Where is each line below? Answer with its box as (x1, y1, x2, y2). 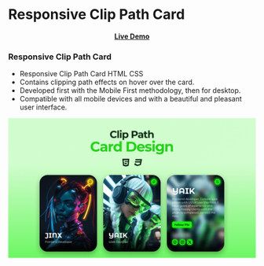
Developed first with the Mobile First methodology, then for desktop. (19, 86, 241, 95)
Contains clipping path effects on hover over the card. (19, 77, 195, 87)
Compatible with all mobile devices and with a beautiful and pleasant (19, 94, 242, 104)
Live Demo (114, 31, 150, 41)
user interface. (19, 102, 68, 112)
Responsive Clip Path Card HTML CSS (19, 69, 144, 79)
